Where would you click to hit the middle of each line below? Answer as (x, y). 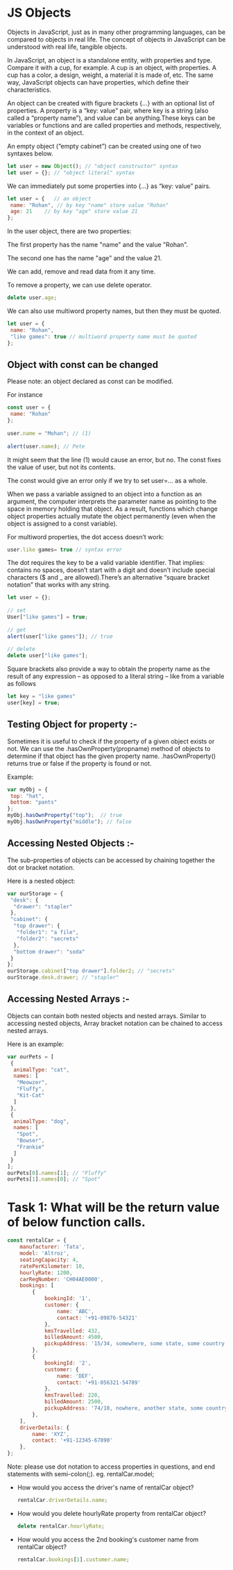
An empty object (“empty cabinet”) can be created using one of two (104, 146)
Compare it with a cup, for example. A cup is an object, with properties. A (112, 67)
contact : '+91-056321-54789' (98, 1383)
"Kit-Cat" (31, 1096)
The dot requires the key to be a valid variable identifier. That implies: (106, 563)
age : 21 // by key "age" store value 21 (74, 212)
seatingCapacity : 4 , (49, 1260)
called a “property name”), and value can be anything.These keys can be (111, 118)
